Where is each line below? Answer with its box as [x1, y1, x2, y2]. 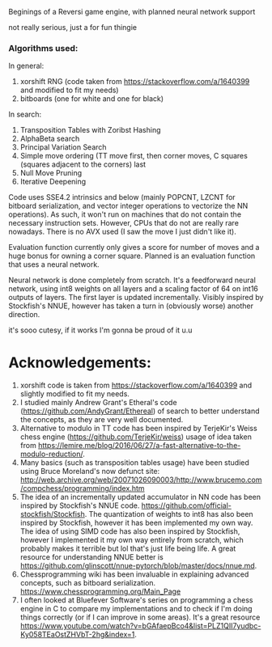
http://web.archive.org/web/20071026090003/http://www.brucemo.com [19, 475, 262, 484]
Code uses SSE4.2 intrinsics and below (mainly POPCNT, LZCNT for [8, 192, 236, 202]
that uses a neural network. [8, 260, 100, 269]
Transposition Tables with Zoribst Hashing [19, 125, 161, 135]
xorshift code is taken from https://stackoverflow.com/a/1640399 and [19, 380, 253, 391]
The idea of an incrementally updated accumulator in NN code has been [19, 493, 261, 502]
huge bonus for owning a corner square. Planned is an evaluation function [8, 251, 256, 261]
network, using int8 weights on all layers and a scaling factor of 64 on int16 [8, 284, 259, 294]
